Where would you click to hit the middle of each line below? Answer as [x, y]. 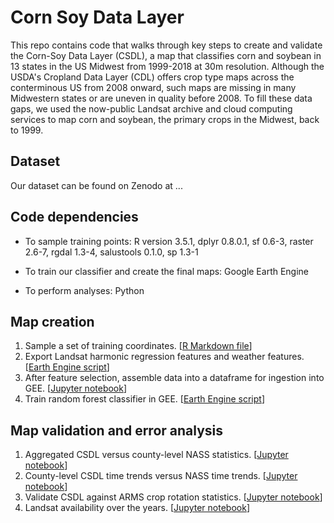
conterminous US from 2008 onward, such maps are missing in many [153, 87]
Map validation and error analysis [117, 430]
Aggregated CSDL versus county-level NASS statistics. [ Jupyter [156, 455]
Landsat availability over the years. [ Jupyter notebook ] [137, 508]
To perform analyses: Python [84, 290]
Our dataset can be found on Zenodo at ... [96, 185]
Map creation [52, 321]
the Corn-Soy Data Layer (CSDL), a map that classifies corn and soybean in [166, 55]
